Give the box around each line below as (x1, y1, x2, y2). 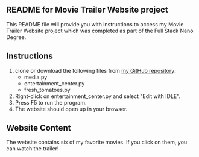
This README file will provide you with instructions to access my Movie (6, 20, 184, 28)
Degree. (6, 33, 27, 41)
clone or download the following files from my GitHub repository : (14, 67, 176, 74)
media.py (24, 73, 48, 81)
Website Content (6, 123, 71, 133)
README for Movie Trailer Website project (6, 5, 168, 15)
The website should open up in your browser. (14, 105, 128, 112)
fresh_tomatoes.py (24, 86, 71, 93)
